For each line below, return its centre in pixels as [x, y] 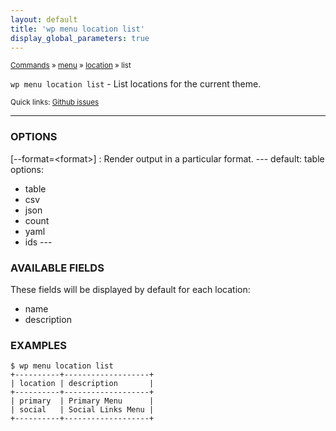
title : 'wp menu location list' [77, 29]
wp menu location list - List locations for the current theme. [136, 84]
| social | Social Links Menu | [82, 410]
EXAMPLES [38, 345]
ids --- [38, 242]
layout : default [44, 19]
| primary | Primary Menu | [82, 401]
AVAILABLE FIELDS [57, 268]
